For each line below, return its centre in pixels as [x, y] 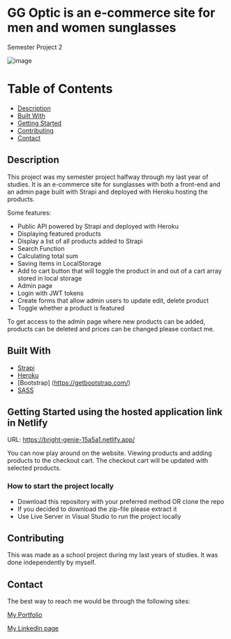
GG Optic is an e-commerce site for [111, 13]
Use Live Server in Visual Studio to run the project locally [99, 516]
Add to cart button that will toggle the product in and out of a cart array [119, 271]
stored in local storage [50, 278]
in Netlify [28, 423]
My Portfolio [25, 615]
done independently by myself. [52, 562]
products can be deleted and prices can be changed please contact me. [111, 329]
